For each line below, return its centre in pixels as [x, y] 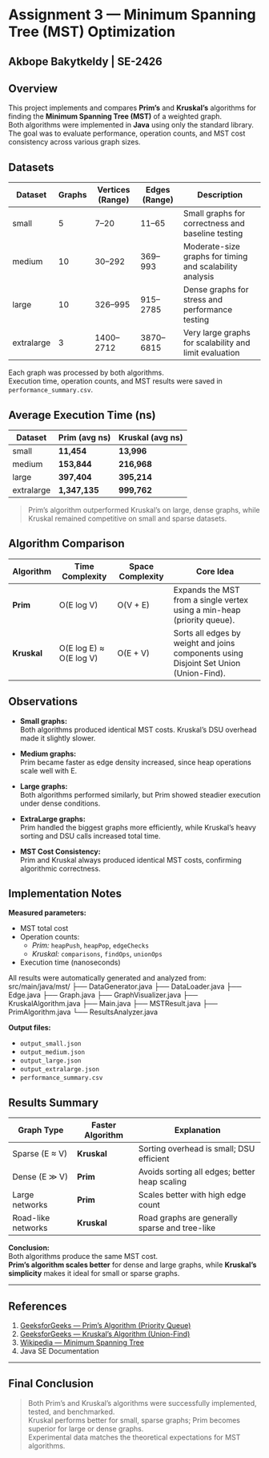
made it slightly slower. [58, 738]
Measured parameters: [47, 913]
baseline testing [213, 234]
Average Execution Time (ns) [82, 415]
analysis [199, 277]
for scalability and [217, 343]
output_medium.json [52, 1053]
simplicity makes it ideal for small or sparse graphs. [94, 1273]
